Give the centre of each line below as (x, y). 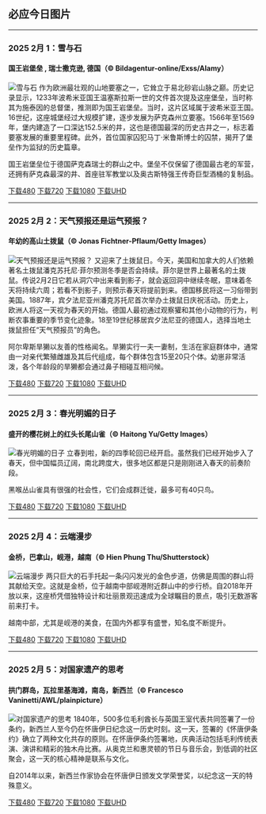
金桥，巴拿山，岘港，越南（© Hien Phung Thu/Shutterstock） (111, 557)
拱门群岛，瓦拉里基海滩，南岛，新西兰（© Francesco (96, 690)
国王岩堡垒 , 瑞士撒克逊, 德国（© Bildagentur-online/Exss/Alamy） (118, 68)
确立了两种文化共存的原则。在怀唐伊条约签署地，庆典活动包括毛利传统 (136, 739)
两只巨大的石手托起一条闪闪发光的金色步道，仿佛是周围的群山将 (150, 576)
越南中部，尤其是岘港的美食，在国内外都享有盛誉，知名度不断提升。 (119, 623)
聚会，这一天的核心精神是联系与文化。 (70, 759)
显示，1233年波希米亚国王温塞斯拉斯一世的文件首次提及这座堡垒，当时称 (134, 97)
